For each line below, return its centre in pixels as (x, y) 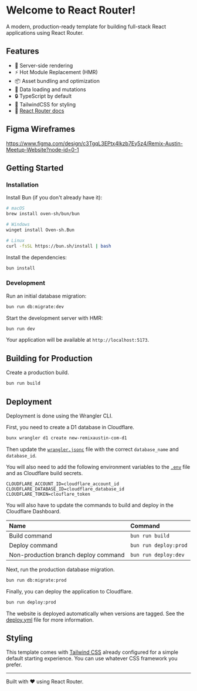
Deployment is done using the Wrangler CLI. (60, 416)
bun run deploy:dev (157, 555)
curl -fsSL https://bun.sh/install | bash (59, 246)
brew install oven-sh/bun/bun (43, 214)
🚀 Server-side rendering (44, 65)
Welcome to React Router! (71, 10)
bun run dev (21, 329)
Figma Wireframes (40, 129)
